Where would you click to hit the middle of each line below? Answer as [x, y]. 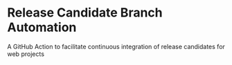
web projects [26, 54]
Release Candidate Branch [85, 13]
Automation [42, 27]
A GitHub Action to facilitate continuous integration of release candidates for [116, 46]
